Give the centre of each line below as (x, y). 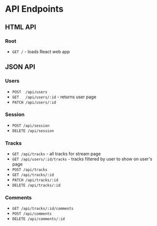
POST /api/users (30, 92)
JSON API (20, 67)
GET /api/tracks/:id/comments (43, 209)
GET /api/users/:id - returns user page (54, 97)
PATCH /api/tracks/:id (35, 180)
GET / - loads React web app (41, 51)
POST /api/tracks (30, 170)
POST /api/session (31, 126)
